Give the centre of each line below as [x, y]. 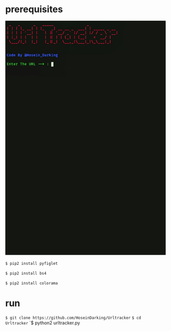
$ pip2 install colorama [32, 283]
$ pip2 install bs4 [26, 274]
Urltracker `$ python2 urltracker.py [43, 323]
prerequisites [34, 9]
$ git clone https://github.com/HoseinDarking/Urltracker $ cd [73, 318]
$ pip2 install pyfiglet [32, 264]
